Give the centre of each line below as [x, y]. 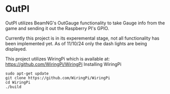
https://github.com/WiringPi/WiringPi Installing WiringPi [63, 64]
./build [13, 87]
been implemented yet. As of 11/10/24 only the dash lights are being [76, 43]
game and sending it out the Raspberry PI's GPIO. [57, 28]
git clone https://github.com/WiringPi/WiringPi [58, 78]
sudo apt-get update [27, 73]
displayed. [16, 49]
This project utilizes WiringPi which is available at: [58, 58]
